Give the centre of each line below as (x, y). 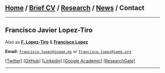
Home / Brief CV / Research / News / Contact (75, 8)
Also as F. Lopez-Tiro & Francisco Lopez (47, 42)
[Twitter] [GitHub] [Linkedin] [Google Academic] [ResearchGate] (70, 61)
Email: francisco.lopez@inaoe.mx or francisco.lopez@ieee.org (68, 51)
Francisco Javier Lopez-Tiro (49, 30)
